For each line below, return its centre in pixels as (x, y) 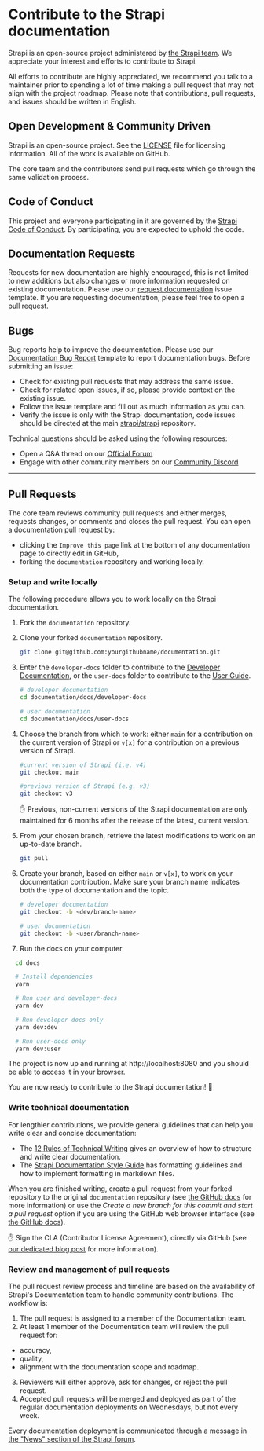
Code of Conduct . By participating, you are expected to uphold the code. (126, 229)
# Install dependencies (54, 977)
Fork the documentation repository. (75, 623)
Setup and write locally (53, 581)
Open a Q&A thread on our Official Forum (86, 454)
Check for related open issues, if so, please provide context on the (127, 390)
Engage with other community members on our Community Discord (129, 462)
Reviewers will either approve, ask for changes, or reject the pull (123, 1382)
